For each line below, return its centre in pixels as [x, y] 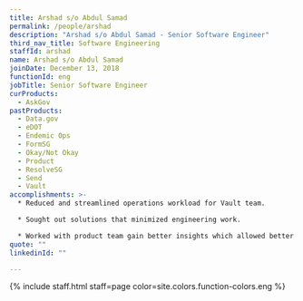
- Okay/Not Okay [48, 152]
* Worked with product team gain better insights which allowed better [156, 236]
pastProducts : [36, 111]
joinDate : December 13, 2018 [64, 69]
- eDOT [30, 128]
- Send [30, 178]
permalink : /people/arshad [60, 26]
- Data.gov [38, 119]
